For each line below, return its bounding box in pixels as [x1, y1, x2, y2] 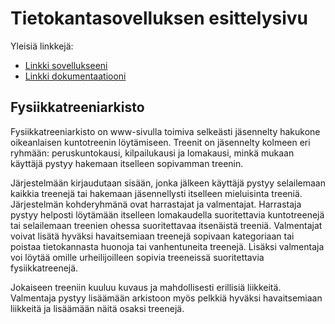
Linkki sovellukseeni [24, 59, 108, 71]
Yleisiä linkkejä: [10, 40, 74, 52]
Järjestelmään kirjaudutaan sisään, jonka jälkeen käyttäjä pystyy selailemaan [10, 177, 326, 189]
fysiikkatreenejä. [10, 262, 79, 274]
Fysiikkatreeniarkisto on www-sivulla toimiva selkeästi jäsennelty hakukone [10, 125, 321, 137]
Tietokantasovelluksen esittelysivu [10, 7, 309, 30]
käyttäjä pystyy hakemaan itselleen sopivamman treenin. [10, 157, 244, 169]
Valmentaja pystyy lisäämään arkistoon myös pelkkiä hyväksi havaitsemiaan [10, 292, 323, 304]
